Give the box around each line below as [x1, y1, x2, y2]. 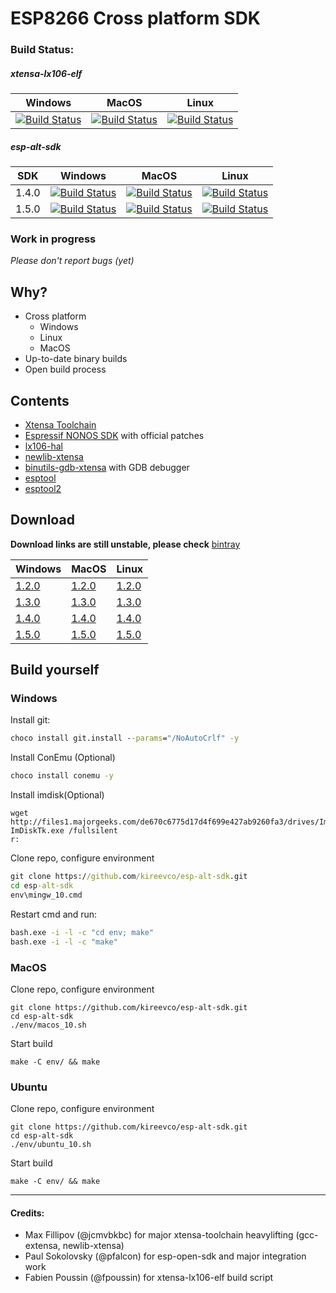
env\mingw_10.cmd [10, 890, 83, 900]
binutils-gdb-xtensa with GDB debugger [24, 461, 190, 473]
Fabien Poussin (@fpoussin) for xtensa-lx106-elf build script [24, 1272, 274, 1284]
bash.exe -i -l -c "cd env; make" [10, 927, 155, 937]
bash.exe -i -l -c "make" [10, 937, 118, 947]
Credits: [10, 1207, 45, 1219]
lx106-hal [24, 440, 64, 452]
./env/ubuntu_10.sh [10, 1140, 92, 1150]
